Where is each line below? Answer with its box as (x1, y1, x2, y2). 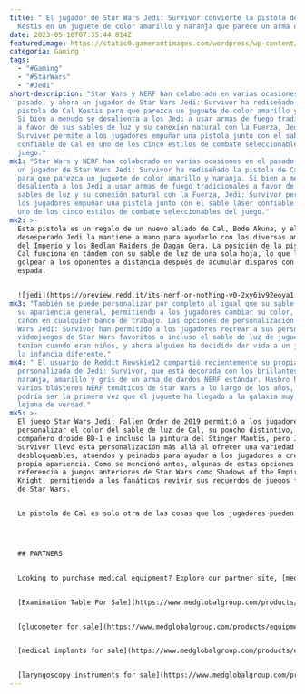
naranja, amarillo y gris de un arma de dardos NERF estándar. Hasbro (17, 375, 290, 384)
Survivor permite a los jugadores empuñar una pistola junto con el (17, 132, 282, 141)
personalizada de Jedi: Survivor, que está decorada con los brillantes (17, 367, 299, 376)
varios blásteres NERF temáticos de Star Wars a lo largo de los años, (17, 383, 295, 393)
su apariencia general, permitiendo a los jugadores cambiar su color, (17, 308, 295, 317)
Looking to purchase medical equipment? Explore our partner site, (17, 573, 279, 582)
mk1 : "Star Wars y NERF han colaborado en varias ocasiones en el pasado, (9, 156, 299, 166)
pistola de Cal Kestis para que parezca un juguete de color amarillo (17, 106, 290, 115)
